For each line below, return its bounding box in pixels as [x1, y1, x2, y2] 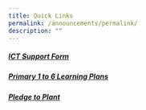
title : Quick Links [8, 11, 74, 20]
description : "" [8, 26, 63, 35]
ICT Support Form [8, 51, 70, 61]
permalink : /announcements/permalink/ [8, 19, 138, 27]
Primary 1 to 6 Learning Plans [8, 71, 109, 81]
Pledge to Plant [8, 92, 60, 101]
